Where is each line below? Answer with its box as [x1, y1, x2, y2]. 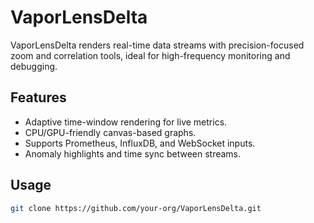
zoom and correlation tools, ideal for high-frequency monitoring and [10, 49, 291, 61]
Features [10, 89, 67, 106]
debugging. [10, 60, 58, 72]
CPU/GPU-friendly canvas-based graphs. [24, 126, 197, 138]
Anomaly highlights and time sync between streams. [24, 147, 242, 160]
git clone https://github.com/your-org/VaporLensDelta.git [10, 203, 262, 213]
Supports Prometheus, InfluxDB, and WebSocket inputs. [24, 137, 256, 149]
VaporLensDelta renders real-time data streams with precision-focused [10, 39, 305, 51]
